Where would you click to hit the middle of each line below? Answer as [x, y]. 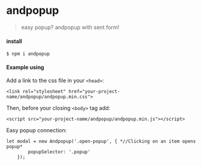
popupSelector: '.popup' [59, 152]
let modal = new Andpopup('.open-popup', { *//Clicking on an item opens [101, 142]
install [14, 41]
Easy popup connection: [37, 130]
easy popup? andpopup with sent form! [70, 27]
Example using [25, 67]
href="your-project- [94, 92]
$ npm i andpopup [28, 54]
